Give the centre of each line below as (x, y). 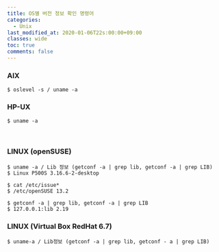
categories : (24, 20)
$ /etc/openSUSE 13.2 (38, 191)
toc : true (21, 45)
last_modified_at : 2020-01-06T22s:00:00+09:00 (75, 33)
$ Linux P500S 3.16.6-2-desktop (53, 173)
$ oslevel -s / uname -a (42, 90)
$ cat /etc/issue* (33, 185)
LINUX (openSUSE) (39, 151)
